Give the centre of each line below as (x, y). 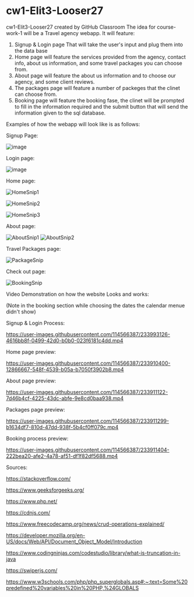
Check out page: (26, 271)
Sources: (17, 467)
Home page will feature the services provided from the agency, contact (100, 57)
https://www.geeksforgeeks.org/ (45, 490)
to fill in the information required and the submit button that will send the (101, 106)
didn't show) (21, 312)
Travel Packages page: (33, 249)
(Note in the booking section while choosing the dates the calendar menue (96, 305)
